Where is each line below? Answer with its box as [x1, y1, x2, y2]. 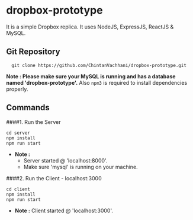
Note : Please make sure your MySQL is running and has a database [6, 72, 176, 80]
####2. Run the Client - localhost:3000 [6, 174, 102, 181]
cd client [6, 186, 31, 192]
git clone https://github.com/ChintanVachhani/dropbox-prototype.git [11, 62, 186, 68]
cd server [6, 130, 31, 136]
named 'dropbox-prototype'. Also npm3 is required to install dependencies [6, 79, 188, 86]
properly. [6, 85, 28, 93]
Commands [6, 103, 50, 113]
